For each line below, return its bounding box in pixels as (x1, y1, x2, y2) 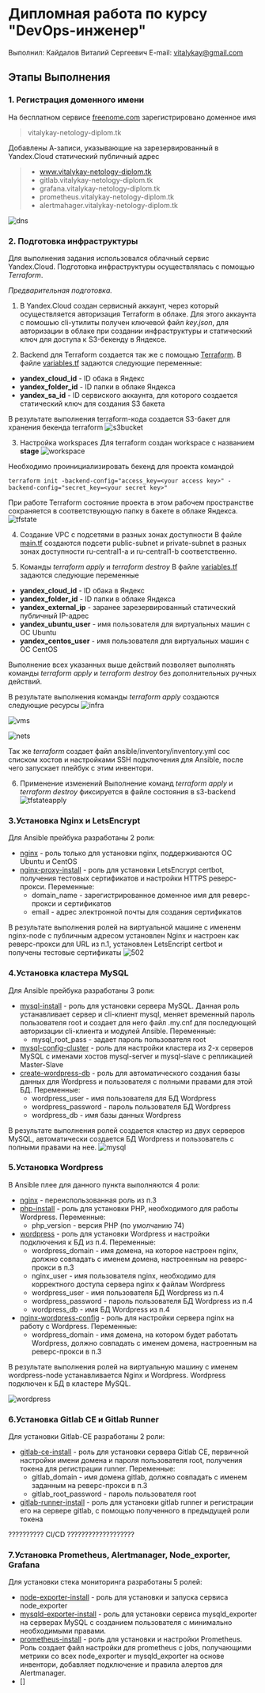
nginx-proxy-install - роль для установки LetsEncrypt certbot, (19, 865, 225, 875)
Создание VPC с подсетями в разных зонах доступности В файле (19, 529, 243, 539)
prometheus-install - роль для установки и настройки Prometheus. (19, 1634, 243, 1644)
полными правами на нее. (8, 1142, 97, 1152)
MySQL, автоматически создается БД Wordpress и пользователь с (8, 1134, 235, 1143)
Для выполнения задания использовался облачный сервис (8, 253, 210, 263)
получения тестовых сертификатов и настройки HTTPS (19, 873, 207, 883)
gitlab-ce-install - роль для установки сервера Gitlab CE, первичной (19, 1447, 249, 1456)
